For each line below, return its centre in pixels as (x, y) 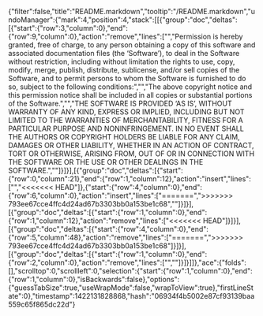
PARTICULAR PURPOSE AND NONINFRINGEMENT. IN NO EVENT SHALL (126, 128)
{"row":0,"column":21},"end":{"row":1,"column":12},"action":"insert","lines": (130, 179)
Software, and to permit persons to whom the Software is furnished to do (127, 78)
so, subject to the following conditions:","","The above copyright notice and (130, 87)
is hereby (228, 36)
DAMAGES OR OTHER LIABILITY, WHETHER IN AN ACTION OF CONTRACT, (131, 145)
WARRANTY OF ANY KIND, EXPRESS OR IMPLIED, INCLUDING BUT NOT (126, 112)
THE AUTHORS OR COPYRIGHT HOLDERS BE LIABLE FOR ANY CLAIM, (124, 137)
